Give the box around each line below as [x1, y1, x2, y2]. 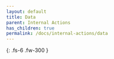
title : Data [6, 14, 36, 20]
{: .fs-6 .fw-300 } [6, 47, 49, 54]
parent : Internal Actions [6, 19, 70, 25]
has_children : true [6, 25, 55, 31]
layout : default [6, 8, 47, 15]
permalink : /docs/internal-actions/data [6, 31, 109, 37]
